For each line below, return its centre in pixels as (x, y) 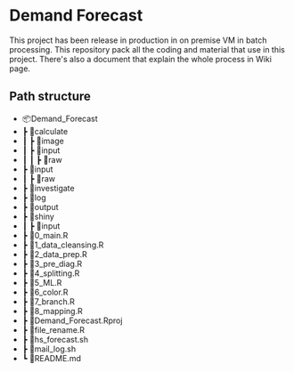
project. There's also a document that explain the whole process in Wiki (140, 59)
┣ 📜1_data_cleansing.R (63, 245)
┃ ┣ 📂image (43, 141)
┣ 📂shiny (38, 216)
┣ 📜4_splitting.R (51, 273)
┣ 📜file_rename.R (53, 329)
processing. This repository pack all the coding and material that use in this (147, 49)
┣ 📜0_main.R (45, 235)
